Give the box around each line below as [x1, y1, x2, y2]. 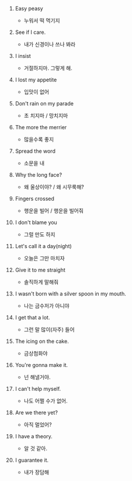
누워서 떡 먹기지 [23, 17, 60, 24]
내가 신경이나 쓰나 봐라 [23, 41, 76, 47]
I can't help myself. [15, 386, 61, 392]
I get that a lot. [15, 314, 50, 321]
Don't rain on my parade [15, 100, 74, 107]
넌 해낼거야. [23, 374, 51, 380]
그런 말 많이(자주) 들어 [23, 326, 75, 333]
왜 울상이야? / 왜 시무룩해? [23, 184, 84, 190]
